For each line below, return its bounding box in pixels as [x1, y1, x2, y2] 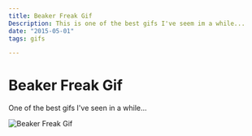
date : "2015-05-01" [8, 27, 75, 35]
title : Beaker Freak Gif [8, 11, 93, 20]
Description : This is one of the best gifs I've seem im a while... [8, 19, 245, 28]
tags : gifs [8, 34, 46, 43]
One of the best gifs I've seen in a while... [8, 103, 148, 113]
